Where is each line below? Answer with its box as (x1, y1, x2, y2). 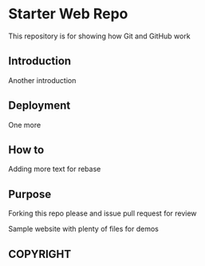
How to (8, 143, 45, 157)
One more (8, 120, 41, 129)
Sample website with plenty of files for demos (8, 224, 160, 234)
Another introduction (8, 75, 77, 85)
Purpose (8, 187, 52, 200)
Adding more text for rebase (8, 165, 101, 174)
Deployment (8, 99, 71, 113)
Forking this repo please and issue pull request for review (8, 208, 197, 218)
